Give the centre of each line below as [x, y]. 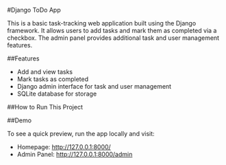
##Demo [20, 120]
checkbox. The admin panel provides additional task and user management [113, 38]
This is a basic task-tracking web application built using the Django [102, 23]
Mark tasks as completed [53, 79]
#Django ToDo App [34, 10]
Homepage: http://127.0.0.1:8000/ [64, 147]
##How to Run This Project [45, 107]
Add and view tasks [45, 72]
